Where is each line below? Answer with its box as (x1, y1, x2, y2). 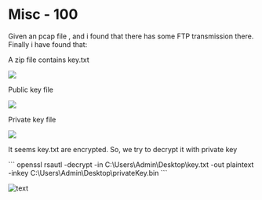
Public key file (8, 85, 53, 94)
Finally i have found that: (8, 39, 88, 49)
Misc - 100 (8, 5, 78, 24)
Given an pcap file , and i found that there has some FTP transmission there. (8, 31, 254, 41)
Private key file (8, 115, 56, 124)
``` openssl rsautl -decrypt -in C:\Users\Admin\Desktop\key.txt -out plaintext (8, 159, 254, 169)
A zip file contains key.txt (8, 55, 90, 64)
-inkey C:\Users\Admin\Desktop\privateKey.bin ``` (8, 168, 168, 177)
